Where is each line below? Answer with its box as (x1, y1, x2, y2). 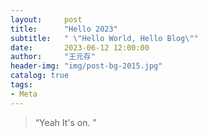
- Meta (10, 89, 38, 99)
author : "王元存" (10, 52, 96, 62)
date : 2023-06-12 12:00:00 (10, 42, 150, 53)
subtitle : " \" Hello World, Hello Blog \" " (10, 33, 199, 43)
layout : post (10, 14, 83, 25)
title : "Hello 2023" (10, 24, 118, 34)
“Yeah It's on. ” (34, 116, 97, 128)
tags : (10, 80, 33, 90)
